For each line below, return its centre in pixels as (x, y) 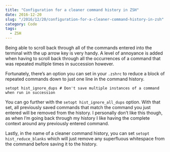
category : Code (21, 24)
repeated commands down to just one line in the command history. (75, 79)
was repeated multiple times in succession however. (60, 64)
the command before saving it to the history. (51, 144)
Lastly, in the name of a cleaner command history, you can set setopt (77, 133)
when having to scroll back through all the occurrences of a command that (83, 58)
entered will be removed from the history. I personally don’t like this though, (84, 113)
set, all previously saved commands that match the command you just (78, 107)
